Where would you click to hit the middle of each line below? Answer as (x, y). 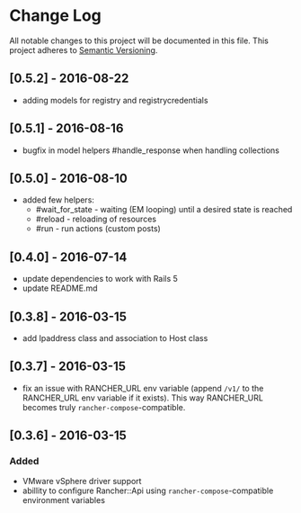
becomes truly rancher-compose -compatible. (104, 407)
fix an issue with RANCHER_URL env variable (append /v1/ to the (143, 388)
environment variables (64, 499)
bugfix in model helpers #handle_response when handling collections (151, 150)
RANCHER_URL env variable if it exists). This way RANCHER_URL (142, 398)
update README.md (60, 288)
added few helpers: (58, 200)
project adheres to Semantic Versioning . (84, 49)
